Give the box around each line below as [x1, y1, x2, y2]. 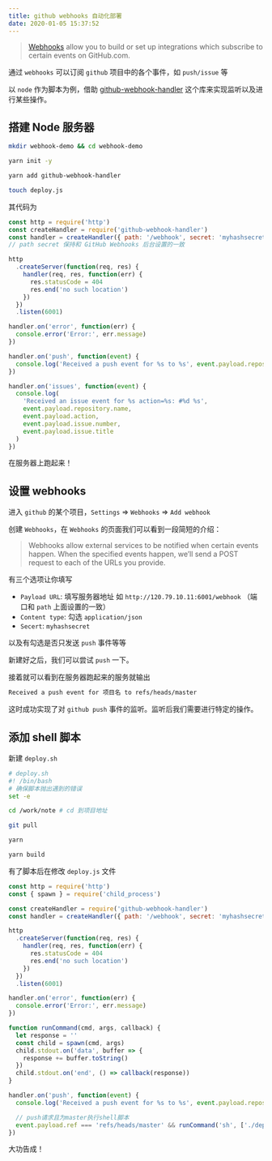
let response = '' [15, 1031, 79, 1039]
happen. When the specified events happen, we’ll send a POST [28, 549, 239, 559]
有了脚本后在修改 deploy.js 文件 [8, 866, 117, 876]
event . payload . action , [23, 413, 100, 421]
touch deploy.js [8, 186, 63, 195]
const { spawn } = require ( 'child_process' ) [8, 889, 161, 898]
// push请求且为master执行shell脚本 [15, 1113, 130, 1121]
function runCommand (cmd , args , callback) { [8, 1024, 161, 1032]
